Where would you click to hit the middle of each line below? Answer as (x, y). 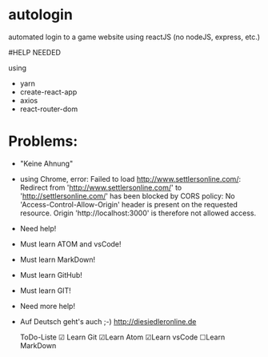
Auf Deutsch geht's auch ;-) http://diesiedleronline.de (108, 321)
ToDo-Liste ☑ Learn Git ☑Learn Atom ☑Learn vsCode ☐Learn (122, 337)
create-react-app (48, 92)
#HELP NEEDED (35, 52)
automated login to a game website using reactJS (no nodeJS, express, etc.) (134, 37)
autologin (41, 15)
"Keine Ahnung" (46, 163)
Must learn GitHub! (51, 275)
